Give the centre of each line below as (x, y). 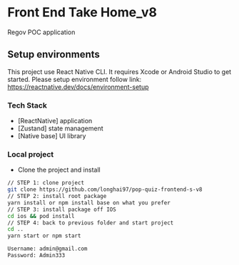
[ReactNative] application (55, 121)
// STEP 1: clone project (46, 183)
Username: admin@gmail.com (47, 249)
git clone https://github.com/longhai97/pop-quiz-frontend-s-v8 (105, 189)
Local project (31, 154)
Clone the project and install (59, 170)
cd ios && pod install (41, 216)
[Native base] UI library (52, 136)
